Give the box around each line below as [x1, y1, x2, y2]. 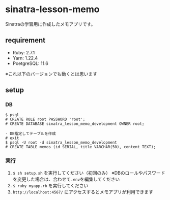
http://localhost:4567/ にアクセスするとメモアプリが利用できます [12, 189, 154, 195]
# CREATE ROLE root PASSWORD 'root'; [5, 117, 86, 122]
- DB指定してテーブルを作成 [5, 131, 56, 137]
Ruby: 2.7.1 [12, 49, 35, 55]
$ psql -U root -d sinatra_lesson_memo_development [5, 140, 117, 145]
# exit [5, 136, 19, 141]
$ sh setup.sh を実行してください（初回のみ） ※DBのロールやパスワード [12, 170, 165, 176]
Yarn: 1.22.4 [12, 55, 38, 61]
